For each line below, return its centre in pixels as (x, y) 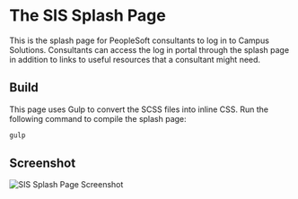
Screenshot (43, 164)
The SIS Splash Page (88, 16)
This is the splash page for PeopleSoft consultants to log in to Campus (139, 40)
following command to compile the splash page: (98, 118)
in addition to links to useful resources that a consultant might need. (135, 59)
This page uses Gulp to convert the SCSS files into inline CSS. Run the (139, 109)
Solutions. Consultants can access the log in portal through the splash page (149, 49)
